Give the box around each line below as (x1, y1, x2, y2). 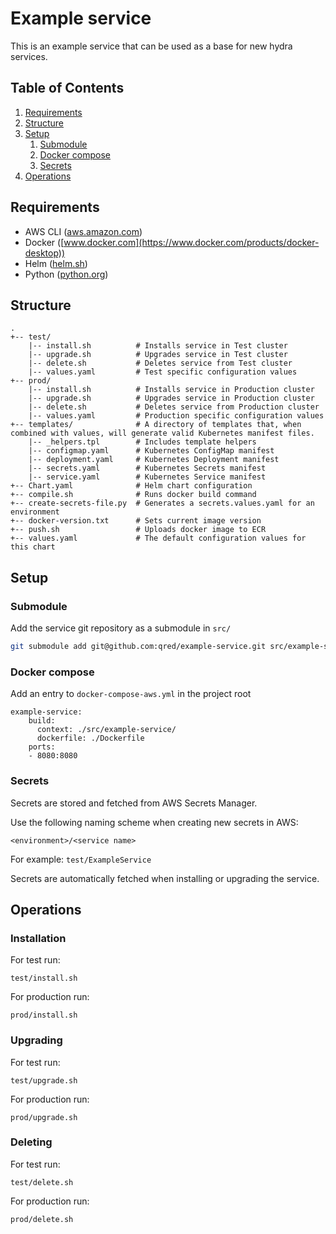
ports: (28, 742, 56, 752)
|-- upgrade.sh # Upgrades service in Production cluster (28, 393, 315, 404)
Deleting (10, 1135, 53, 1149)
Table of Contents (10, 80, 125, 97)
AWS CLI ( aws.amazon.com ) (24, 225, 143, 237)
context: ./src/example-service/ (36, 725, 177, 735)
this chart (10, 542, 56, 552)
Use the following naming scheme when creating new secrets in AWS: (10, 816, 299, 828)
